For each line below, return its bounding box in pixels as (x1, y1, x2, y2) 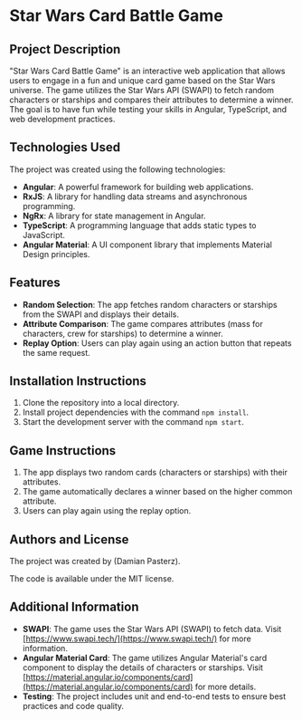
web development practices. (9, 114, 116, 124)
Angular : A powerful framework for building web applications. (22, 181, 254, 192)
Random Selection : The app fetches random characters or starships (22, 299, 278, 310)
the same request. (22, 347, 90, 358)
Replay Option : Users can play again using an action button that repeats (22, 337, 292, 349)
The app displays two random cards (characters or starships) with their (22, 467, 288, 478)
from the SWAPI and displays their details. (22, 309, 179, 320)
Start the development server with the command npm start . (22, 417, 244, 427)
